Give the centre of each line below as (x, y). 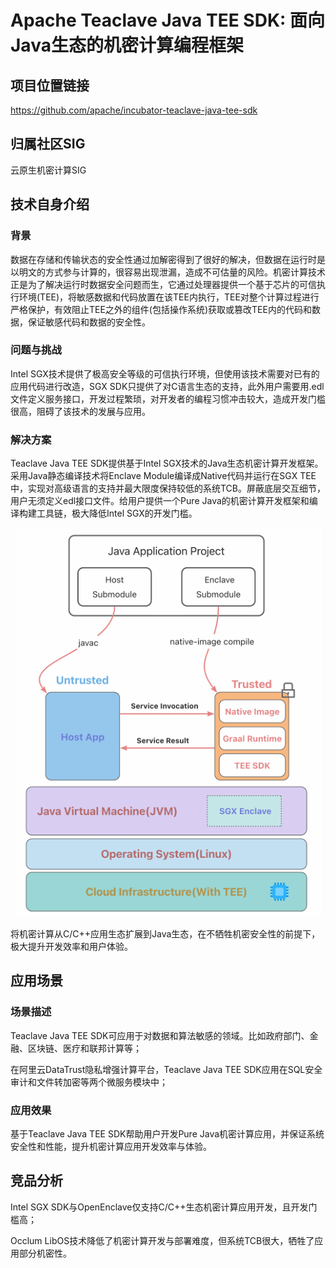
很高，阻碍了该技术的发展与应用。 (80, 411)
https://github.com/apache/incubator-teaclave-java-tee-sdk (134, 110)
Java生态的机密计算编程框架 (127, 45)
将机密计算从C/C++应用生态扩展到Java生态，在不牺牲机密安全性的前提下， (165, 934)
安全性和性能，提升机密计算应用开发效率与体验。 (111, 1147)
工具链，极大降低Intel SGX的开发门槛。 (117, 513)
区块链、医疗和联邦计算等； (84, 1048)
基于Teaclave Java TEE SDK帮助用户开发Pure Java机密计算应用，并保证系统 (167, 1134)
